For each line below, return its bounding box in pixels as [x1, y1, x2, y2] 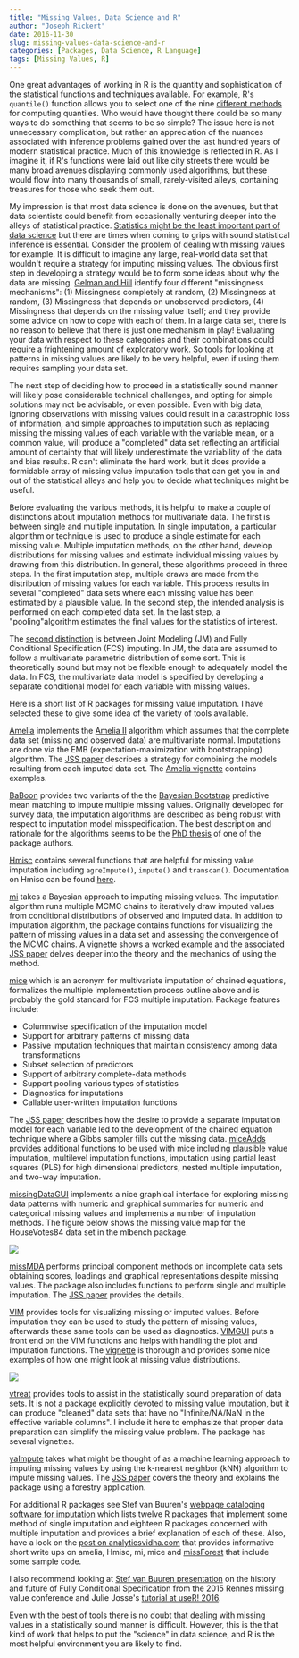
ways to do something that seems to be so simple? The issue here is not [9, 117, 275, 128]
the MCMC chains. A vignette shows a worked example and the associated [9, 939, 286, 949]
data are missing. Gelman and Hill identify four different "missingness [9, 277, 264, 287]
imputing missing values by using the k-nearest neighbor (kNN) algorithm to [9, 1463, 288, 1473]
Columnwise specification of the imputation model [21, 1021, 208, 1032]
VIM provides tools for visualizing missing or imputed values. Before [9, 1307, 260, 1317]
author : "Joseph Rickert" [9, 21, 105, 30]
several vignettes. [9, 1436, 75, 1446]
